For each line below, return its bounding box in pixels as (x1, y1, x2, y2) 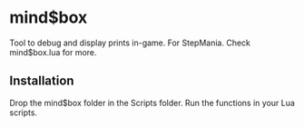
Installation (9, 73, 74, 89)
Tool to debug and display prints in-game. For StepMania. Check (9, 37, 251, 48)
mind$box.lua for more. (9, 46, 97, 57)
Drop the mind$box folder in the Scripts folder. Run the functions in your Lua (9, 97, 295, 108)
